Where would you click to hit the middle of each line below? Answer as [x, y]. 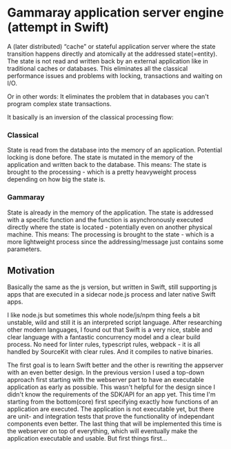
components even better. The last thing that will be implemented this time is [114, 424]
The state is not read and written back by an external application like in [108, 61]
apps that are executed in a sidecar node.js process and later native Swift [111, 295]
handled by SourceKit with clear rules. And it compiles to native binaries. [110, 352]
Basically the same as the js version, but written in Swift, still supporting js [112, 287]
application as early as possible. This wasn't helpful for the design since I [111, 387]
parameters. [24, 249]
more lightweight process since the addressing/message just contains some [115, 241]
